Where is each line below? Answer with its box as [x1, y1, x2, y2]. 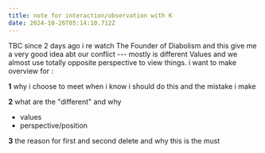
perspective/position [19, 120, 88, 130]
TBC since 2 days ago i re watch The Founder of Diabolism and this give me [8, 40, 257, 50]
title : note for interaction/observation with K [8, 11, 173, 20]
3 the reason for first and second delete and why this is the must [8, 136, 220, 145]
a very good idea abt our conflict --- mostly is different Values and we [8, 49, 238, 59]
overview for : [8, 66, 54, 75]
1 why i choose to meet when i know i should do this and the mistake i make [8, 81, 256, 91]
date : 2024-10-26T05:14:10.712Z [8, 19, 115, 27]
